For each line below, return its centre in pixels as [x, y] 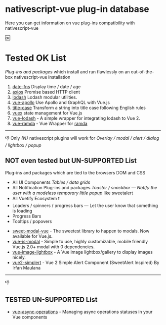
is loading [22, 211]
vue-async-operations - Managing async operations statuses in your [82, 312]
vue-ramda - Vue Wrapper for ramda [50, 123]
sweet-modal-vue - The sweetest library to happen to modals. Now [81, 231]
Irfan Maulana [26, 268]
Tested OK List [36, 58]
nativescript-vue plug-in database [77, 9]
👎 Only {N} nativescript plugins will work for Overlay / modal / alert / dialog [82, 138]
